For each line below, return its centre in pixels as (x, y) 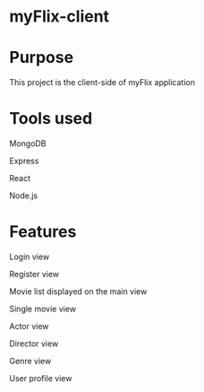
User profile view (41, 378)
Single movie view (43, 309)
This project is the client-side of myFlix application (102, 83)
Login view (30, 257)
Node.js (24, 196)
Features (43, 232)
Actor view (29, 326)
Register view (34, 274)
